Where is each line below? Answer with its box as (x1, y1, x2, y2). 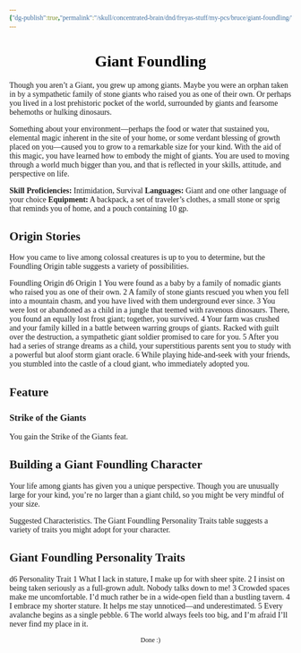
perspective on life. (9, 169, 70, 178)
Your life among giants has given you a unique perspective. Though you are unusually (9, 481, 279, 491)
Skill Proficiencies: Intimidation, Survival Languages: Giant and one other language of (9, 186, 287, 196)
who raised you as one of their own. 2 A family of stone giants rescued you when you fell (9, 288, 289, 297)
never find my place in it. (9, 619, 89, 629)
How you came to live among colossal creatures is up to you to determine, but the (9, 253, 266, 263)
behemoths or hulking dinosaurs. (9, 107, 112, 117)
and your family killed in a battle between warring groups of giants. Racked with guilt (9, 324, 279, 333)
